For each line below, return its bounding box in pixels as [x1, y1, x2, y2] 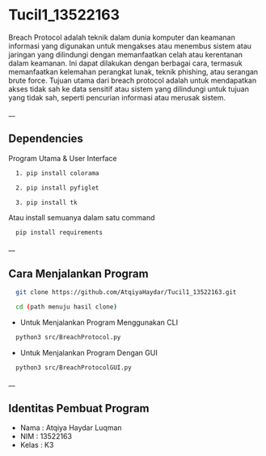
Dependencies [8, 132, 83, 146]
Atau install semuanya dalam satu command [8, 213, 155, 223]
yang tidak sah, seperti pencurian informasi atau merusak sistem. [8, 92, 226, 102]
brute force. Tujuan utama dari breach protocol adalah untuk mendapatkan [8, 75, 257, 85]
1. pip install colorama [15, 168, 99, 177]
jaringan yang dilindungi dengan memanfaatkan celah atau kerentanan [8, 49, 243, 59]
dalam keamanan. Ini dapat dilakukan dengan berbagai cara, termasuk [8, 58, 243, 68]
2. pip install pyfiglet [15, 184, 99, 192]
